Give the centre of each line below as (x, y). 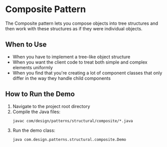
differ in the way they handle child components (61, 78)
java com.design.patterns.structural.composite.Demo (69, 139)
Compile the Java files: (36, 112)
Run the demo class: (34, 130)
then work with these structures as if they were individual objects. (74, 28)
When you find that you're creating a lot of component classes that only (87, 73)
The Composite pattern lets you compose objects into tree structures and (82, 23)
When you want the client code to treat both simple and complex (80, 62)
